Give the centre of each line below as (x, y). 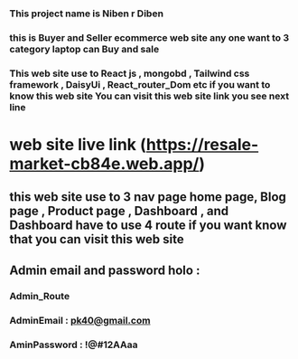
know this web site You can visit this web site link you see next (149, 96)
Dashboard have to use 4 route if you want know (148, 226)
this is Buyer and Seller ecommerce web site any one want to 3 (149, 37)
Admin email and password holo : (105, 270)
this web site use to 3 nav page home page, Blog (148, 197)
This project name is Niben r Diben (87, 14)
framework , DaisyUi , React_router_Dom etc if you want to (140, 84)
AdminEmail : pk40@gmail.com (80, 320)
